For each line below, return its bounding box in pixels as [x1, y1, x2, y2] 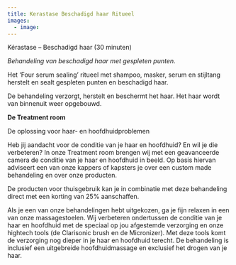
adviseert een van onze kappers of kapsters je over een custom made [7, 163, 212, 172]
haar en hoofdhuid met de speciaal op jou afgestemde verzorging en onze [7, 221, 224, 229]
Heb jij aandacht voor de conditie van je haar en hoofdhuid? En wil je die [7, 141, 218, 149]
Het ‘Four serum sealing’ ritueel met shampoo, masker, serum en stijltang [7, 70, 221, 79]
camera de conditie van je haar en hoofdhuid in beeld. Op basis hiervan [7, 156, 216, 164]
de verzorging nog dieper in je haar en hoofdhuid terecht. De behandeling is [7, 236, 229, 245]
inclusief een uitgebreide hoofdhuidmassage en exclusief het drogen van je [7, 244, 227, 252]
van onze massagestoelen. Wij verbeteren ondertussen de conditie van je [7, 214, 223, 222]
